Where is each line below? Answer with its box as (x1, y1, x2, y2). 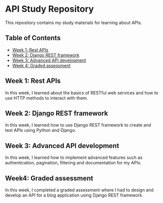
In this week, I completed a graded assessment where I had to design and (5, 187, 154, 193)
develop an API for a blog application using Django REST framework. (5, 192, 143, 198)
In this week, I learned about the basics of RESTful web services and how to (5, 90, 159, 96)
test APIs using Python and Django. (5, 127, 76, 133)
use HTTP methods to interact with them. (5, 95, 88, 101)
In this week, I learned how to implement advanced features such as (5, 154, 143, 160)
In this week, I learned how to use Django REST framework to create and (5, 122, 152, 128)
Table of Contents (5, 34, 61, 42)
